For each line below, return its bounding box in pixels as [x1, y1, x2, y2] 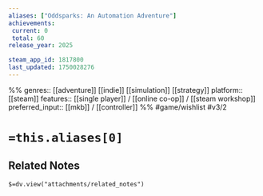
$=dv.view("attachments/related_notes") [8, 180, 145, 188]
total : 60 [11, 34, 45, 42]
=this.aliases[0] [8, 130, 124, 146]
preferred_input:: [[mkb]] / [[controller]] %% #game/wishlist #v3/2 [8, 102, 228, 112]
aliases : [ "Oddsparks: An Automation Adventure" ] [8, 11, 177, 20]
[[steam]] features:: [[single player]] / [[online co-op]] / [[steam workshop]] [8, 94, 256, 103]
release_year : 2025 [8, 42, 74, 50]
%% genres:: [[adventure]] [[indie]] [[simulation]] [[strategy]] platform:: [8, 85, 243, 94]
